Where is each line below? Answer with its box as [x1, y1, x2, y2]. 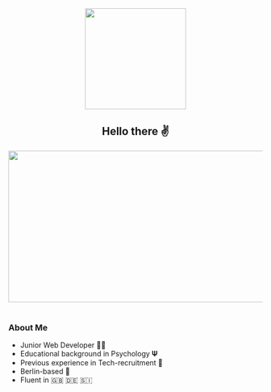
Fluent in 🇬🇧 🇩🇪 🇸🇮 [19, 375, 93, 385]
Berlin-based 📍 [19, 367, 70, 377]
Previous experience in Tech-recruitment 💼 [19, 358, 164, 368]
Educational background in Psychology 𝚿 [19, 349, 158, 359]
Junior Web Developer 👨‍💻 [19, 340, 106, 350]
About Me [8, 322, 48, 333]
